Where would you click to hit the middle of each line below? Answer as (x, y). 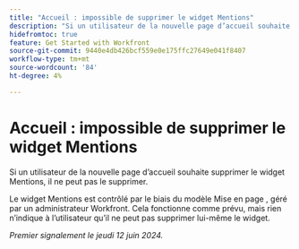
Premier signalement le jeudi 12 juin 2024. (86, 235)
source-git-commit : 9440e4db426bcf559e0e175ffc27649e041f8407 (128, 51)
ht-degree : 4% (36, 76)
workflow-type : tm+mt (50, 59)
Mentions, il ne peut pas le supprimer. (79, 181)
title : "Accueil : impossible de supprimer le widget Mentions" (132, 17)
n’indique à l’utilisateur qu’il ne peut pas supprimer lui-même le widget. (140, 218)
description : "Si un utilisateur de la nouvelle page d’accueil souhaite (150, 26)
